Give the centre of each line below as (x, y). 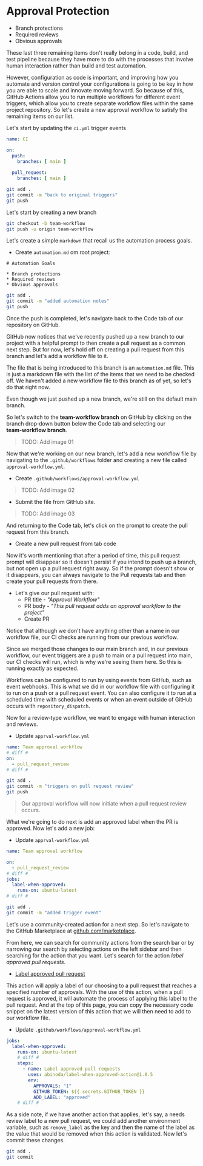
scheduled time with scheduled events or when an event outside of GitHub (99, 700)
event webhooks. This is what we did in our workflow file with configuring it (101, 687)
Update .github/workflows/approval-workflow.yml (78, 1029)
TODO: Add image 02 (48, 490)
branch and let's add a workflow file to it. (57, 356)
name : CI (17, 139)
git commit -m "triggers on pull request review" (70, 786)
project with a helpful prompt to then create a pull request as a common (96, 343)
